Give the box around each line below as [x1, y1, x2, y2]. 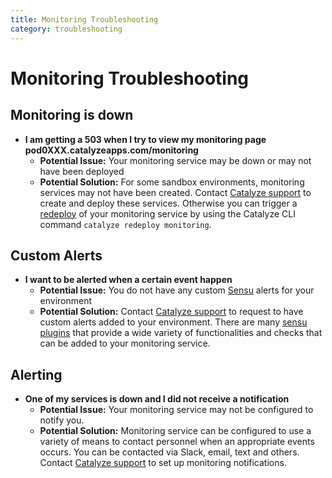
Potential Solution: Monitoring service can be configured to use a [39, 425, 312, 437]
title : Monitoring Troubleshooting [10, 14, 159, 25]
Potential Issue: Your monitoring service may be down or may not [39, 154, 312, 166]
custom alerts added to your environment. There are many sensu [39, 316, 308, 328]
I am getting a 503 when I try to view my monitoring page [24, 133, 267, 145]
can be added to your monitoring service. [39, 337, 211, 350]
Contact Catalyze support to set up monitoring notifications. [39, 457, 287, 469]
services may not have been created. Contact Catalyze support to [39, 186, 312, 198]
